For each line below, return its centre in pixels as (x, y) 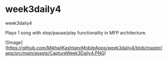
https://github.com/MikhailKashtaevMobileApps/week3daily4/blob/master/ (85, 47)
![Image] (14, 42)
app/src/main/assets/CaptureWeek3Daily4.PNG (55, 53)
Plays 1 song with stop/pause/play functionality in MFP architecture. (76, 32)
